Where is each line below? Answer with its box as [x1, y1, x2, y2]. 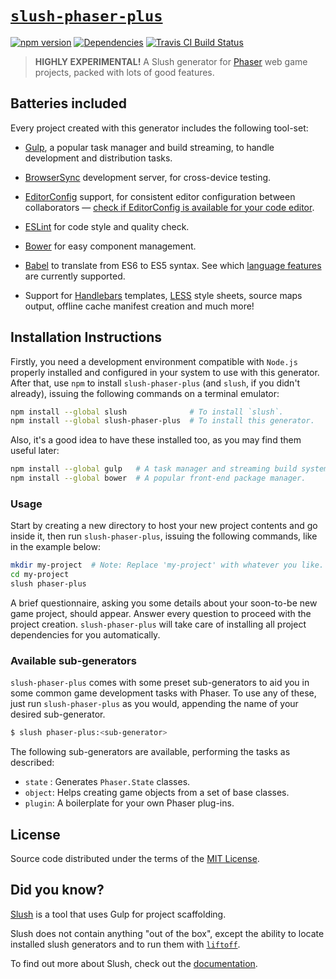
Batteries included [10, 95, 127, 112]
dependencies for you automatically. [10, 628, 161, 641]
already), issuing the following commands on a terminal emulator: [10, 387, 280, 399]
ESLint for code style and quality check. [24, 220, 190, 232]
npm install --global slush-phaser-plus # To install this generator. [10, 416, 315, 426]
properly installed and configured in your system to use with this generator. [10, 366, 320, 378]
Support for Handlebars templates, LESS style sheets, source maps [24, 289, 303, 301]
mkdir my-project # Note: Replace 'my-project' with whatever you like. [10, 560, 325, 571]
